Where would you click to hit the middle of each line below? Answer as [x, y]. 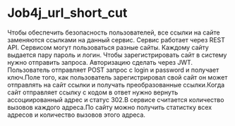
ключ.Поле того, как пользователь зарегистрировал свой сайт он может [117, 77]
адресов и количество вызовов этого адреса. [77, 115]
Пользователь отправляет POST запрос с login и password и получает [113, 70]
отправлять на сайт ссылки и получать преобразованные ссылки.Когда [116, 84]
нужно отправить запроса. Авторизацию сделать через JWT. [100, 62]
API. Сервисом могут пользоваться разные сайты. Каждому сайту [108, 47]
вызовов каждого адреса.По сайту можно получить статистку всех [110, 107]
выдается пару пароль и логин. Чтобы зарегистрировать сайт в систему [117, 55]
